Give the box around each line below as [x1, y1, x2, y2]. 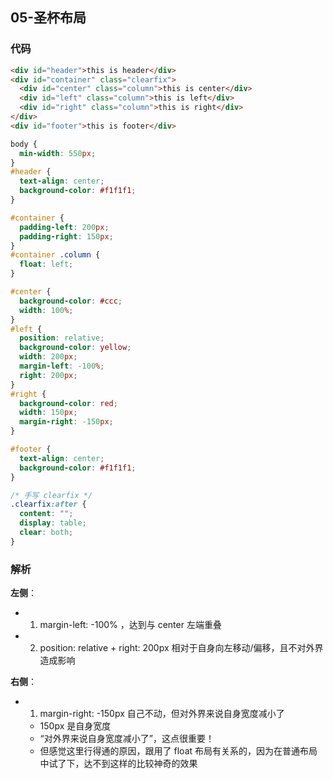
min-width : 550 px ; [19, 148, 97, 158]
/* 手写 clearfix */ [10, 490, 93, 500]
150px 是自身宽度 [39, 720, 112, 732]
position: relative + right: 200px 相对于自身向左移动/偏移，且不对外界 [39, 642, 324, 654]
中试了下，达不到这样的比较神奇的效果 [39, 758, 198, 770]
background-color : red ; [19, 398, 118, 408]
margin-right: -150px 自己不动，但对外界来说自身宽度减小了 [39, 708, 285, 720]
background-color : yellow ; [19, 343, 132, 353]
